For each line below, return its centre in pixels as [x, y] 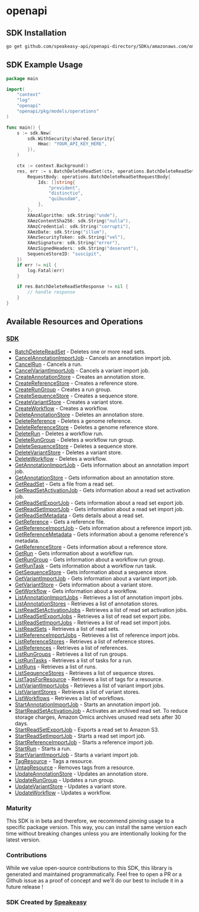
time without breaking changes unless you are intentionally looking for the [96, 833]
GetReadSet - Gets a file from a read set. [64, 484]
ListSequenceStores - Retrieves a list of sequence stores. [85, 673]
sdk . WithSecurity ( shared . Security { [71, 138]
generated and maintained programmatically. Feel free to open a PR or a [94, 874]
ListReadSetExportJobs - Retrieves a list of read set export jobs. [93, 616]
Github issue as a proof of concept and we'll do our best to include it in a [95, 881]
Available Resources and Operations [75, 322]
